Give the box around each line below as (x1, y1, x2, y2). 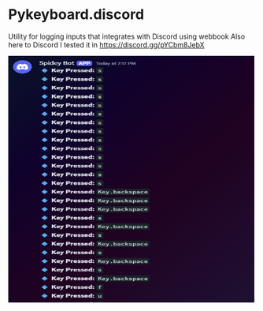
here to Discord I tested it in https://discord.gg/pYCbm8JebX (8, 39, 205, 49)
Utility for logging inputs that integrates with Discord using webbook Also (8, 32, 246, 41)
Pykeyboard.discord (8, 6, 144, 24)
